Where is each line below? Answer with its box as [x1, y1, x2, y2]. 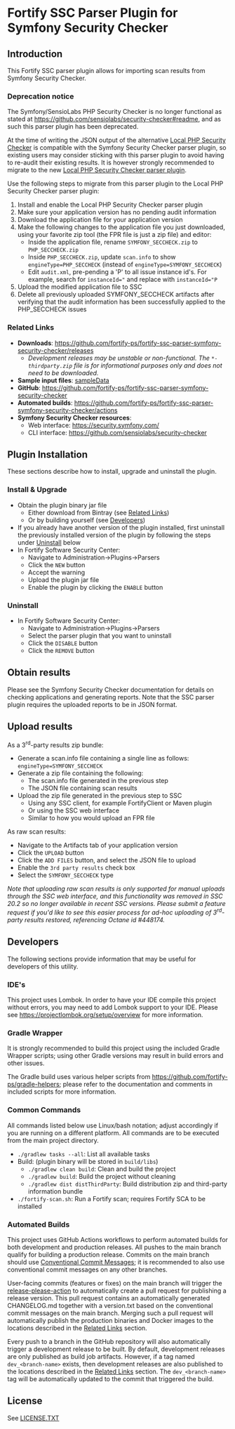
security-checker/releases [17, 346, 94, 354]
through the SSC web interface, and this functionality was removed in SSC [7, 892, 223, 900]
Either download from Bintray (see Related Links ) [27, 508, 170, 517]
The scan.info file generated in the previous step [27, 777, 168, 785]
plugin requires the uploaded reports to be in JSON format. [7, 700, 177, 709]
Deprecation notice [7, 91, 74, 101]
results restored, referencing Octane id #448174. [24, 915, 166, 924]
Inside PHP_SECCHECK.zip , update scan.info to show [27, 253, 176, 261]
